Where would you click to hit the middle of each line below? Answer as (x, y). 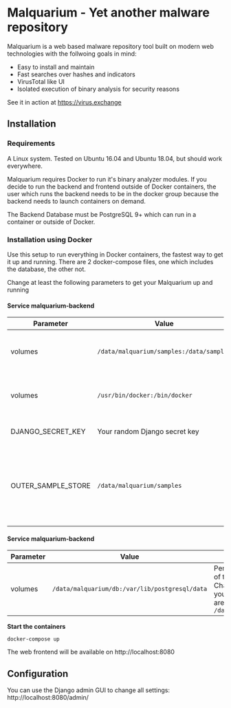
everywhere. (25, 166)
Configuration (38, 673)
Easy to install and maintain (56, 67)
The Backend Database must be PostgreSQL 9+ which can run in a (102, 214)
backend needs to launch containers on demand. (77, 201)
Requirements (31, 144)
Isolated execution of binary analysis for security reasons (98, 89)
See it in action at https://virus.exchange (64, 102)
